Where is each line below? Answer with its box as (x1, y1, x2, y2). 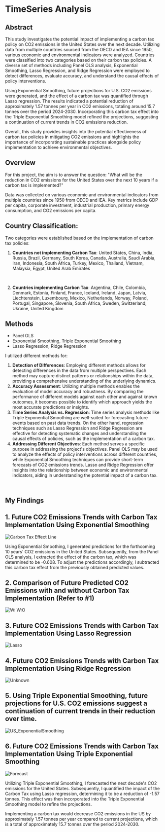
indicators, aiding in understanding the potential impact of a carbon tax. (12, 472, 158, 478)
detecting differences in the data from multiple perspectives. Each (12, 367, 147, 373)
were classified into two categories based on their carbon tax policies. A (5, 57, 152, 63)
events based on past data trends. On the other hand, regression (12, 420, 144, 426)
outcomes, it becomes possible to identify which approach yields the (12, 399, 152, 405)
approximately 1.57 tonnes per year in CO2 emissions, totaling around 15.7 (5, 104, 155, 109)
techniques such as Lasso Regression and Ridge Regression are (12, 425, 143, 431)
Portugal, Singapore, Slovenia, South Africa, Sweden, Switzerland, (12, 300, 147, 306)
